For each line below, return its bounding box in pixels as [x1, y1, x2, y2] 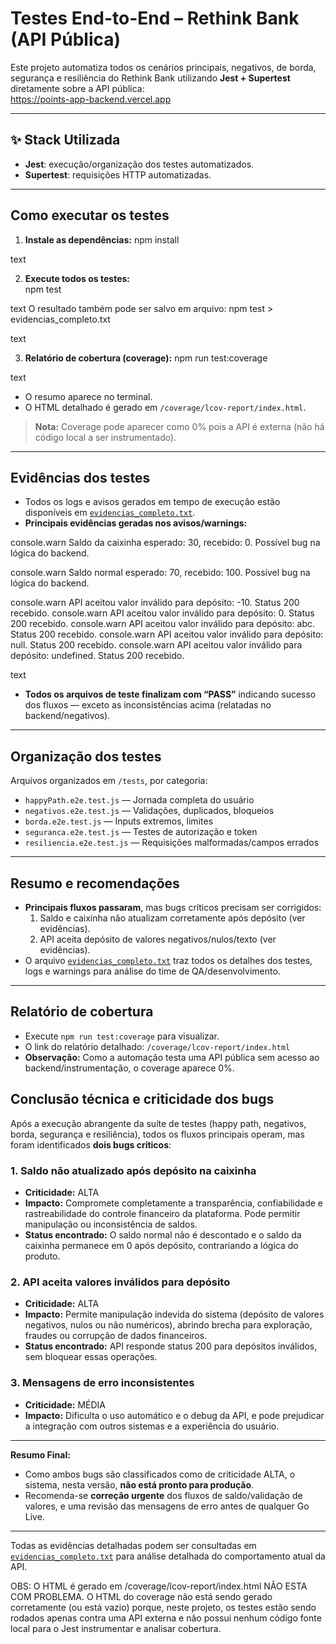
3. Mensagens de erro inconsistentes [10, 1376, 195, 1390]
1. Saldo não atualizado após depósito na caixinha [10, 1163, 257, 1177]
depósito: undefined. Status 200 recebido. [10, 650, 185, 662]
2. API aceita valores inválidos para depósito [10, 1275, 231, 1289]
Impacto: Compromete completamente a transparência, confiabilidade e [24, 1197, 323, 1209]
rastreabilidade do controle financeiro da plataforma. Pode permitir [24, 1207, 301, 1219]
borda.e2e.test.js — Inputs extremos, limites [24, 815, 214, 827]
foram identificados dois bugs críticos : [10, 1138, 172, 1151]
